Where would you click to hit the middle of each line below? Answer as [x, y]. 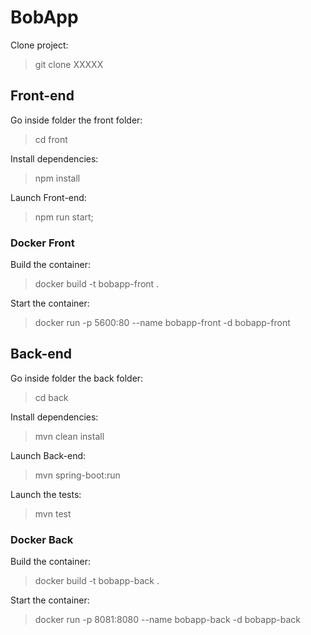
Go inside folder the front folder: [76, 120]
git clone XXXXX [69, 64]
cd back [51, 397]
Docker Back [42, 539]
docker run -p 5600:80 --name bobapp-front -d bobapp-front [162, 323]
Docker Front [42, 243]
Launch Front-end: [48, 197]
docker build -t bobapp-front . [97, 284]
